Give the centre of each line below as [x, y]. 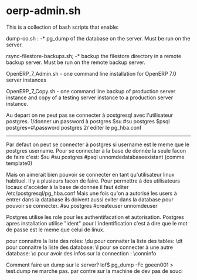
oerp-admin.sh [43, 11]
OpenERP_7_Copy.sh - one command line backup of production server [91, 91]
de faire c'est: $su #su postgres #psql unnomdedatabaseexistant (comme [95, 157]
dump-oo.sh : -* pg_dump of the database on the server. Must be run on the [98, 38]
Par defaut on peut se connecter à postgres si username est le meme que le [98, 144]
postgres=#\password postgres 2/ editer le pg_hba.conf [74, 127]
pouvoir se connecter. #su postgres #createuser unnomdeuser [82, 205]
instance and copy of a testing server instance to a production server [90, 97]
